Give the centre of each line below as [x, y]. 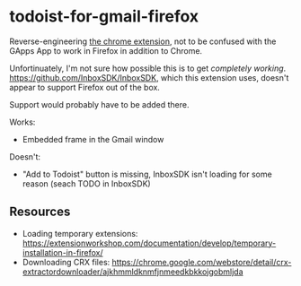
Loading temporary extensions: [80, 233]
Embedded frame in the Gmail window [93, 139]
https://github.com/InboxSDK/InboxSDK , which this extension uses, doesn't [149, 77]
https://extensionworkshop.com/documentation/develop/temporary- [149, 243]
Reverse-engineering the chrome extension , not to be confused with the [143, 41]
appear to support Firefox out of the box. [84, 87]
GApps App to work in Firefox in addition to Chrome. [106, 50]
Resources [40, 212]
